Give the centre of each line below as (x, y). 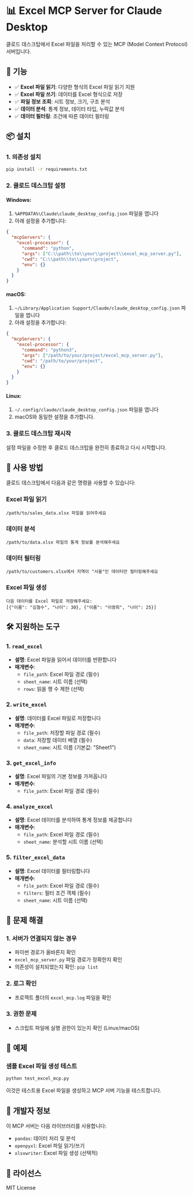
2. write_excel (27, 704)
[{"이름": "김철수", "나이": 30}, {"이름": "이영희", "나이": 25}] (81, 607)
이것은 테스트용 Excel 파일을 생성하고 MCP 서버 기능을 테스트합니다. (84, 1091)
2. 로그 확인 (21, 984)
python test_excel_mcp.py (37, 1079)
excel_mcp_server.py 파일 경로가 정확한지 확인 (68, 960)
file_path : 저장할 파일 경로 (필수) (62, 733)
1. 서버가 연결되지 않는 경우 (42, 938)
